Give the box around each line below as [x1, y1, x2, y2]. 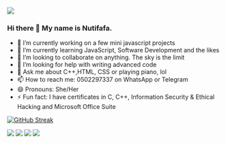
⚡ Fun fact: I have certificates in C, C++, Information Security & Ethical [16, 93, 215, 101]
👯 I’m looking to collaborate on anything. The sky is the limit [16, 53, 185, 61]
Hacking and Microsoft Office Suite [16, 103, 116, 111]
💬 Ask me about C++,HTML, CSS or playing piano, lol [16, 68, 167, 76]
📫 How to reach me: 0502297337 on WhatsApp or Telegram [16, 76, 188, 84]
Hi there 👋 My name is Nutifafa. [7, 24, 113, 33]
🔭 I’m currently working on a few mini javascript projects [16, 39, 175, 47]
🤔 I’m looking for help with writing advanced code [16, 61, 157, 69]
